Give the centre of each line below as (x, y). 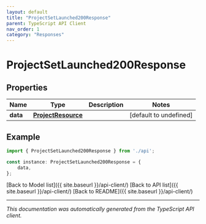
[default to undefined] (161, 115)
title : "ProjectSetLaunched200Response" (59, 18)
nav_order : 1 (23, 29)
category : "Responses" (35, 35)
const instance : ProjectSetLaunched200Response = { (74, 162)
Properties (27, 87)
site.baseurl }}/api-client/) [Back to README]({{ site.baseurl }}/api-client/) (100, 192)
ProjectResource (58, 115)
